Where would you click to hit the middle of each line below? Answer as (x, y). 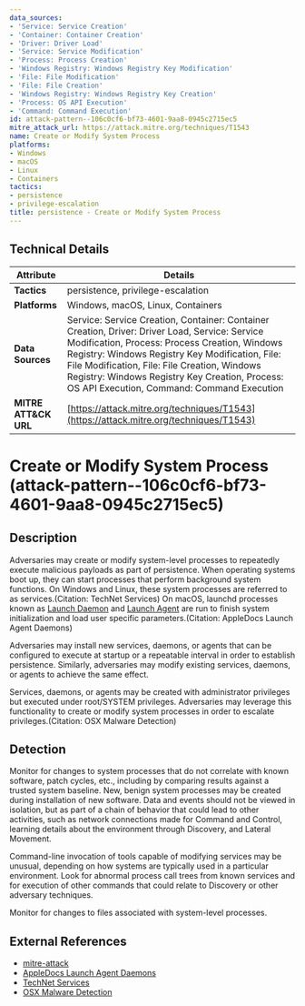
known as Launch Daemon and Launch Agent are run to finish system (139, 608)
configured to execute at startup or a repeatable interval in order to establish (152, 655)
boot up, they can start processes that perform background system (135, 579)
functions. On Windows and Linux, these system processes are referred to (148, 589)
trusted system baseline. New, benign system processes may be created (145, 790)
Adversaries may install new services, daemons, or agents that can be (141, 645)
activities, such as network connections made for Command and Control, (146, 820)
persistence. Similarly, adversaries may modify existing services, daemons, (150, 664)
